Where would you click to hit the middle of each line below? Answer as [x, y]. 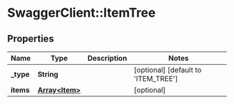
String [48, 74]
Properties [31, 39]
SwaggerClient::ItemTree [81, 13]
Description [107, 58]
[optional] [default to [167, 70]
